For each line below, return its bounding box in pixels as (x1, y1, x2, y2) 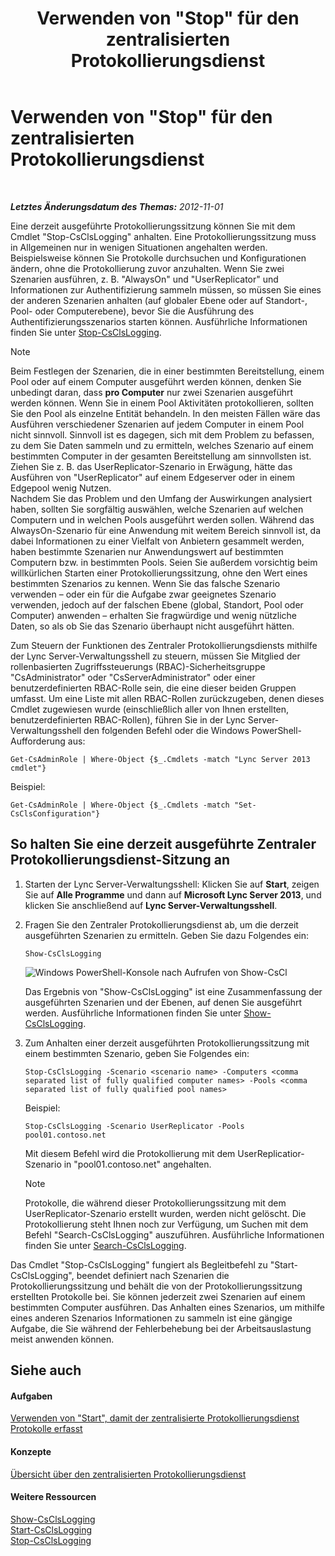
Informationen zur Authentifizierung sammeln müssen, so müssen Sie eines (10, 283, 322, 296)
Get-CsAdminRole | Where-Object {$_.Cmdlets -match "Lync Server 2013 (10, 754, 311, 764)
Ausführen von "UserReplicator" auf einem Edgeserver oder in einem (10, 471, 295, 483)
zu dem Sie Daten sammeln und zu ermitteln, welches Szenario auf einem (10, 439, 314, 451)
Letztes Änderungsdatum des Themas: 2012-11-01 (10, 200, 224, 212)
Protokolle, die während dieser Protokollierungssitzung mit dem (24, 1197, 287, 1209)
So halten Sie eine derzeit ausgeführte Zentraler (10, 836, 317, 853)
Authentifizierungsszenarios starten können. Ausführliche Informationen (10, 315, 308, 327)
